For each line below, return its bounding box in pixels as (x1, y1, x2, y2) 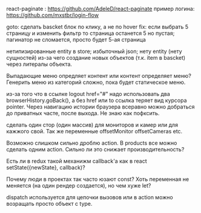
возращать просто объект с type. (6, 200, 93, 207)
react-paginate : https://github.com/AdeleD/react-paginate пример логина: (6, 5, 195, 12)
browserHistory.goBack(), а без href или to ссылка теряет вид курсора (6, 97, 187, 104)
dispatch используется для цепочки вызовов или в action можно (6, 194, 174, 201)
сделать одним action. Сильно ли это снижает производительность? (6, 146, 185, 153)
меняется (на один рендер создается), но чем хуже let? (6, 182, 151, 189)
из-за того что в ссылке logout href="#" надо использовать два (6, 91, 171, 97)
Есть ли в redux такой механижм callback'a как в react (6, 157, 147, 165)
